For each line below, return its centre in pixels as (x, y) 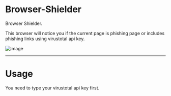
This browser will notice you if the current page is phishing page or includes (85, 33)
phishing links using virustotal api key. (45, 39)
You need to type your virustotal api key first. (52, 88)
